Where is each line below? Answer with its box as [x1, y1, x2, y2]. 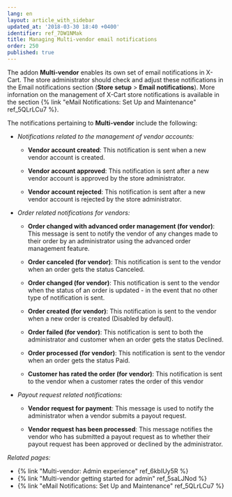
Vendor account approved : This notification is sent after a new [27, 167, 210, 175]
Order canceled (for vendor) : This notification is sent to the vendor [27, 257, 222, 266]
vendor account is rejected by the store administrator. [27, 194, 183, 203]
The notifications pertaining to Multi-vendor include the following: [7, 118, 198, 127]
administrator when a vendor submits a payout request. [27, 411, 187, 420]
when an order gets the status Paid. [27, 356, 130, 365]
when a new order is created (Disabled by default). [27, 314, 174, 323]
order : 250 [7, 43, 39, 49]
